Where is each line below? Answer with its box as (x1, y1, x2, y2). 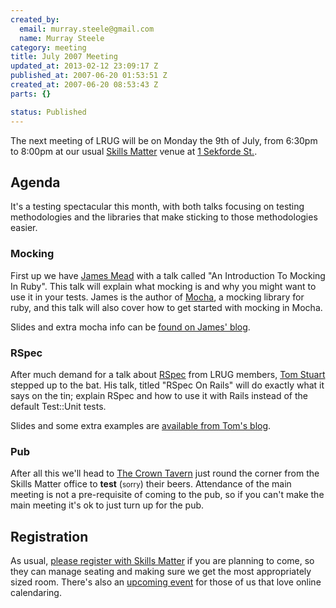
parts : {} (10, 89, 52, 99)
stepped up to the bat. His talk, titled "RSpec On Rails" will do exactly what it (10, 379, 325, 391)
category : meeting (10, 42, 87, 53)
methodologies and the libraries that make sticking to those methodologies (10, 211, 318, 223)
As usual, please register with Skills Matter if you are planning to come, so (10, 555, 315, 567)
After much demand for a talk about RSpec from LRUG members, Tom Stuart (10, 368, 326, 380)
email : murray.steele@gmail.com (19, 24, 155, 34)
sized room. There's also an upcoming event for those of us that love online (10, 576, 322, 588)
